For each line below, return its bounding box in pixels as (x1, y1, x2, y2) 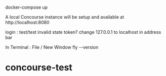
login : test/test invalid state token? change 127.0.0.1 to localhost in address (5, 29, 161, 35)
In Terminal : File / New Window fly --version (5, 44, 99, 50)
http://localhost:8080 (5, 20, 50, 25)
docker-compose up (5, 5, 48, 10)
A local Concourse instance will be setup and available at (5, 14, 124, 20)
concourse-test (5, 62, 72, 73)
